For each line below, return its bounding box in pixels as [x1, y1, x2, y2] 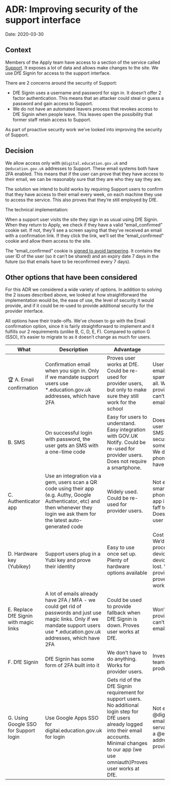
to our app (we [107, 746, 142, 753]
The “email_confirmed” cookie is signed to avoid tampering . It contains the [5, 247, 161, 254]
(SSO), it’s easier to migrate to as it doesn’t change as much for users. [5, 334, 151, 340]
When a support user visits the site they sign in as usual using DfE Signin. [5, 216, 158, 222]
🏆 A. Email [8, 376, 34, 383]
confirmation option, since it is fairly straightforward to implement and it [5, 323, 155, 329]
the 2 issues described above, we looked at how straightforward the [5, 292, 147, 298]
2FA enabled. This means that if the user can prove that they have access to [5, 171, 164, 177]
